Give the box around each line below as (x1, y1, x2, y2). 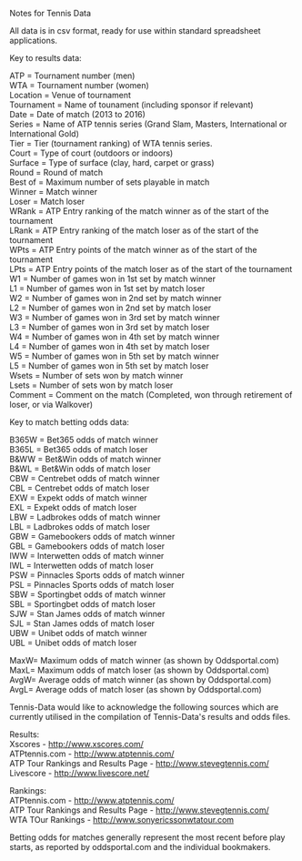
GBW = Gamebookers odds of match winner (9, 532, 176, 542)
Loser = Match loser (9, 196, 86, 207)
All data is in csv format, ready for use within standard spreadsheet (9, 25, 261, 35)
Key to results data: (9, 53, 82, 63)
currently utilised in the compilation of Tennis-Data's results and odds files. (9, 712, 291, 722)
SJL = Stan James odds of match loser (9, 618, 156, 629)
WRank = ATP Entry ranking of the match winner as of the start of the (9, 206, 270, 217)
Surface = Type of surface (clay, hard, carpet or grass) (9, 157, 216, 167)
